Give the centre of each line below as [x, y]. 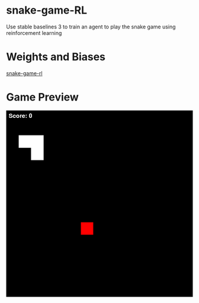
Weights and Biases [56, 57]
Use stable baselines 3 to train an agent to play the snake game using [91, 27]
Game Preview [42, 97]
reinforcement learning [34, 33]
